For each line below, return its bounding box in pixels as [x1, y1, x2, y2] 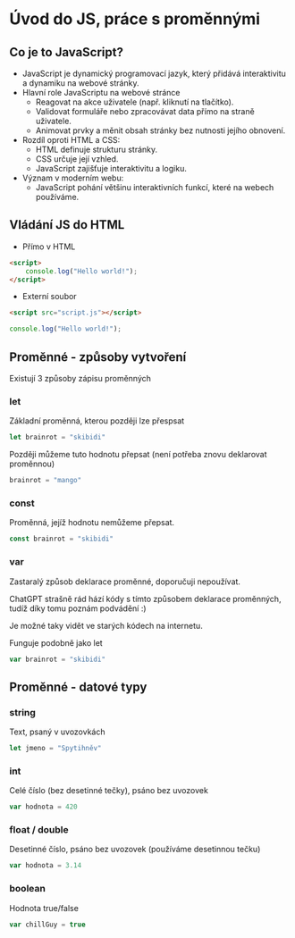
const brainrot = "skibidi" [9, 534, 114, 544]
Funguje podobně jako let [9, 637, 103, 648]
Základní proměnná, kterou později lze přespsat [9, 415, 185, 426]
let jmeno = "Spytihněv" [9, 744, 102, 753]
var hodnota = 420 [9, 802, 78, 812]
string [9, 706, 36, 718]
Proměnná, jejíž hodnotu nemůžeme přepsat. [9, 517, 175, 528]
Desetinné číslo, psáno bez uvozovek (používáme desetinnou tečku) [9, 844, 261, 855]
